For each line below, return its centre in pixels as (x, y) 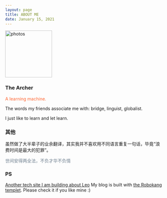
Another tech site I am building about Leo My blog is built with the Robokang (83, 185)
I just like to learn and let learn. (37, 118)
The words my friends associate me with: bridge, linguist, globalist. (74, 108)
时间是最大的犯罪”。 (30, 150)
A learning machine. (26, 98)
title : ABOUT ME (22, 14)
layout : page (19, 10)
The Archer (19, 88)
